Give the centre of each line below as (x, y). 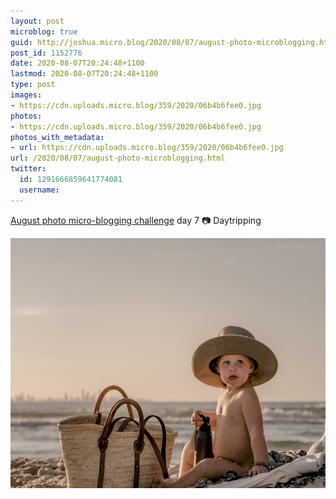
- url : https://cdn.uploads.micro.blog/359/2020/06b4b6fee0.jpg (147, 148)
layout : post (37, 21)
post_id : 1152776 (46, 53)
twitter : (28, 169)
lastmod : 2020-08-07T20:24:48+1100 (84, 74)
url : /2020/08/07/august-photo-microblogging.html (118, 158)
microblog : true (44, 31)
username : (39, 190)
